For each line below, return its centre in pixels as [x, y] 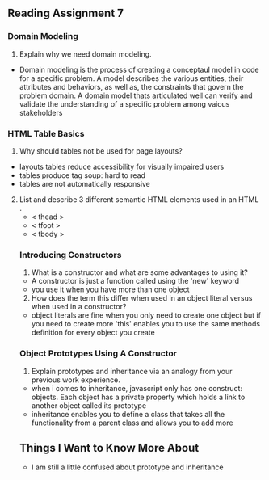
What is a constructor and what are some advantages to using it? [139, 272]
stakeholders [41, 112]
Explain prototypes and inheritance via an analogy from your [132, 371]
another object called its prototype [89, 405]
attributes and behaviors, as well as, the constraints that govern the [131, 86]
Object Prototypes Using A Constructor [98, 353]
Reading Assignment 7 [66, 13]
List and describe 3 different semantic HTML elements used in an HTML [139, 199]
